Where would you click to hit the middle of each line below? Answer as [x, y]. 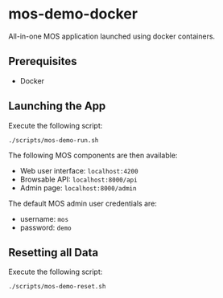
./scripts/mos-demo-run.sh [54, 140]
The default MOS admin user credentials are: [83, 203]
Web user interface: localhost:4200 [79, 170]
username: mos [44, 218]
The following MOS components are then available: [93, 155]
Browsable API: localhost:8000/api [79, 179]
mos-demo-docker [73, 14]
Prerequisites [43, 61]
